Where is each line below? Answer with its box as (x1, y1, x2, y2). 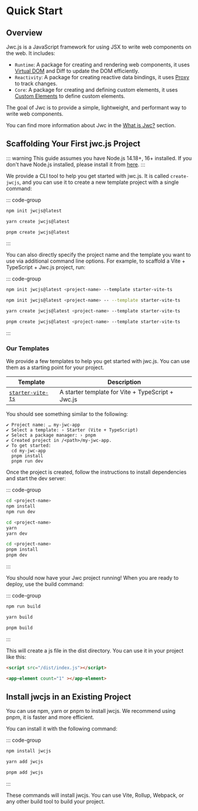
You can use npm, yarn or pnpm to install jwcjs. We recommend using (6, 707, 176, 715)
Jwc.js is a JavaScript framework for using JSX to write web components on (6, 43, 192, 50)
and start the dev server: (6, 475, 66, 482)
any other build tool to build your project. (6, 797, 105, 805)
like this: (6, 653, 27, 660)
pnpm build (6, 625, 33, 631)
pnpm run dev (11, 458, 44, 464)
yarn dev (6, 531, 28, 537)
